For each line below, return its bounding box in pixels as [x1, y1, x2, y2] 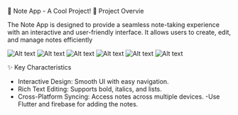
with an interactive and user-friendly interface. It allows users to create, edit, [7, 28, 232, 36]
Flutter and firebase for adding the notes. [17, 100, 139, 108]
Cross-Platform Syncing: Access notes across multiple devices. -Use [17, 92, 220, 101]
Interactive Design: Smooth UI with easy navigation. [17, 77, 169, 85]
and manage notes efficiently [7, 35, 93, 44]
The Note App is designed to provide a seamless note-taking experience [7, 21, 220, 28]
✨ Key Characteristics [7, 63, 72, 71]
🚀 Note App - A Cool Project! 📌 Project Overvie [7, 7, 144, 15]
